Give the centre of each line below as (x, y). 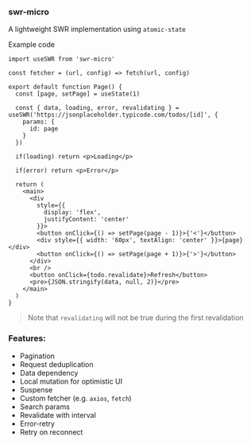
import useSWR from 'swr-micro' (62, 59)
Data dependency (49, 373)
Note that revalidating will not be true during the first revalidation (135, 318)
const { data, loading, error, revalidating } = (97, 108)
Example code (32, 45)
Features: (27, 338)
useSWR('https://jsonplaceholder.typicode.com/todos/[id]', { (113, 115)
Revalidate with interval (58, 415)
